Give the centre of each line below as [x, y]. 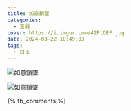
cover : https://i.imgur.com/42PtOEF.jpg [66, 33]
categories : [24, 20]
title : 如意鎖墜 [28, 13]
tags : [15, 46]
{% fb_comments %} [37, 101]
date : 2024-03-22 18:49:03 [46, 39]
